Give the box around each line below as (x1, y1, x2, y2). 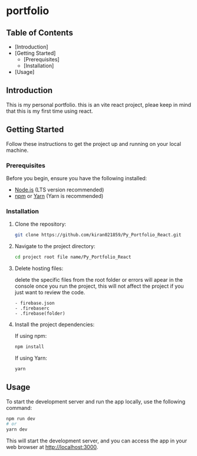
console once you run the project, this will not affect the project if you (14, 282, 184, 289)
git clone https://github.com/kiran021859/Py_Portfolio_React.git (14, 232, 182, 238)
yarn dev (6, 426, 28, 432)
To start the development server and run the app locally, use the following (6, 398, 186, 405)
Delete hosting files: (14, 265, 64, 272)
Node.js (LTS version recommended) (14, 186, 104, 193)
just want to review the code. (14, 288, 86, 296)
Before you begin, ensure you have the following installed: (6, 174, 147, 181)
